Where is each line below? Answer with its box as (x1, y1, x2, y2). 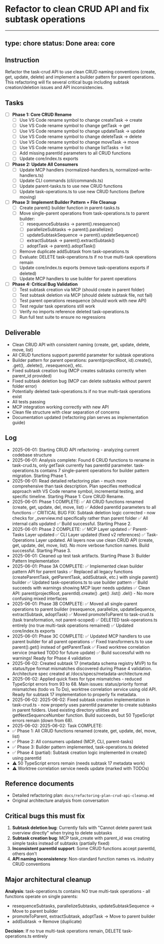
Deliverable (5, 329, 41, 337)
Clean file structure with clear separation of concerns (12, 409, 120, 415)
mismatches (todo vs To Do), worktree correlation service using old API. (12, 686, 157, 692)
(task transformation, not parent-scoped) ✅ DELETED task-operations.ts (12, 617, 158, 623)
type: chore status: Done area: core (5, 39, 116, 47)
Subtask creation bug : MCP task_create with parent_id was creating (12, 835, 150, 841)
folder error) (12, 383, 37, 389)
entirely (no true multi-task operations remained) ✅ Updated (12, 622, 134, 628)
